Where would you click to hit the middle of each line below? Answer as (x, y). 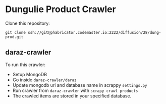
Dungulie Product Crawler (61, 9)
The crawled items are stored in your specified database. (72, 96)
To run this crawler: (25, 65)
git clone (16, 32)
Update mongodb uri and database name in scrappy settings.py (80, 85)
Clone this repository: (28, 23)
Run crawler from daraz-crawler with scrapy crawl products (75, 90)
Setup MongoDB (30, 74)
